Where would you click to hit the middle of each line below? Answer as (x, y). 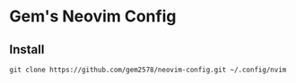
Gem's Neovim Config (93, 17)
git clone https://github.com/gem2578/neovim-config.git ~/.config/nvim (148, 70)
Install (27, 50)
